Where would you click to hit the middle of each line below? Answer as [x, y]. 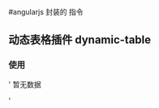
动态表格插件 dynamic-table [80, 40]
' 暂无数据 [25, 84]
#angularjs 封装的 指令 [46, 12]
